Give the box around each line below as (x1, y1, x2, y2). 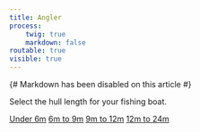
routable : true (9, 46, 66, 55)
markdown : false (25, 37, 87, 47)
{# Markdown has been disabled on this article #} (9, 79, 192, 89)
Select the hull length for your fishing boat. (9, 96, 168, 107)
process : (9, 21, 42, 30)
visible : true (9, 54, 63, 63)
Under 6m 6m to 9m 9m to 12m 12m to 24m (9, 113, 170, 124)
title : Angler (9, 12, 63, 22)
